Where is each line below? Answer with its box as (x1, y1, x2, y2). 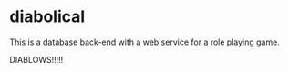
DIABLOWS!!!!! (9, 54, 64, 65)
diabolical (9, 6, 86, 27)
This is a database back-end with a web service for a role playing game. (9, 36, 280, 47)
